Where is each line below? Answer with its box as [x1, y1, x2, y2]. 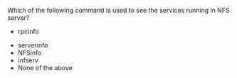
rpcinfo [17, 28, 39, 35]
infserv [17, 56, 39, 65]
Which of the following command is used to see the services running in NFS [7, 6, 230, 14]
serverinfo [17, 41, 48, 49]
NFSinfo [17, 49, 42, 57]
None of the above [17, 64, 73, 72]
